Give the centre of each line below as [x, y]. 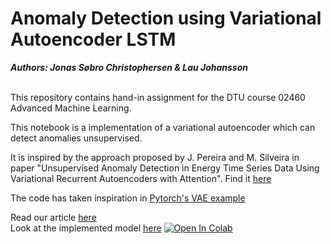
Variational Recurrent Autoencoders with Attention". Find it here [141, 178]
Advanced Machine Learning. [71, 108]
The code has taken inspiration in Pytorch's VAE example [128, 198]
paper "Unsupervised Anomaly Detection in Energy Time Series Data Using [165, 168]
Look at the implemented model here [86, 228]
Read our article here [53, 217]
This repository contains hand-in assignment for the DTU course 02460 [158, 97]
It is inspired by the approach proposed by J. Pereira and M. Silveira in [155, 157]
